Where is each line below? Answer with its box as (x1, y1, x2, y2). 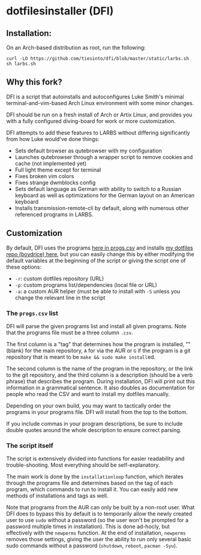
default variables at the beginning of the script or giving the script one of (6, 257, 186, 264)
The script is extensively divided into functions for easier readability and (6, 455, 185, 463)
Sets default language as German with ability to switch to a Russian (14, 185, 181, 193)
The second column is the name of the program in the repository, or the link (6, 365, 193, 372)
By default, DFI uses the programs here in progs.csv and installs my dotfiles (6, 244, 193, 251)
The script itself (6, 441, 54, 449)
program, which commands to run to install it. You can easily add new (6, 486, 178, 493)
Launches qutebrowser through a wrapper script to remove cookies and (14, 153, 193, 160)
